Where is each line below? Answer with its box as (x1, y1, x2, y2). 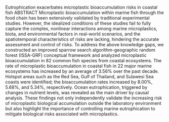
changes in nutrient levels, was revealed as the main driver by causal (5, 90, 149, 95)
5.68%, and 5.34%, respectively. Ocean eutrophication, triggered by (5, 84, 148, 90)
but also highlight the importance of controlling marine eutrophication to (5, 105, 155, 111)
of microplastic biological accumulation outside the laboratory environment (5, 100, 162, 106)
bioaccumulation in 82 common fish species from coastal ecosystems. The (5, 58, 162, 63)
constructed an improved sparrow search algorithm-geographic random (5, 47, 156, 53)
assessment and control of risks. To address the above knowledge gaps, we (5, 42, 164, 47)
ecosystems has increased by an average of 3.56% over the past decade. (5, 68, 159, 74)
